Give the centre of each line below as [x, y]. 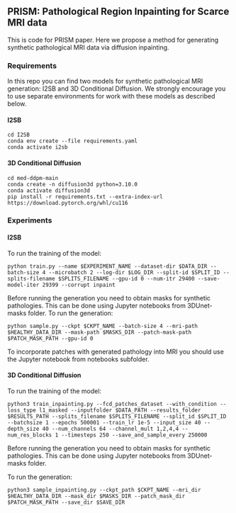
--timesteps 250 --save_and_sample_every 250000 [134, 435]
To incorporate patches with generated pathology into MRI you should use [116, 351]
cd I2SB [19, 135]
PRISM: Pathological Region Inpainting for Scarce [118, 12]
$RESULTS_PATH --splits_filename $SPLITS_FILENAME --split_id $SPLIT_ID [117, 416]
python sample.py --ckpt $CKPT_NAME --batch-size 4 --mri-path [103, 326]
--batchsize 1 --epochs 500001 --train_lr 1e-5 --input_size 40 [104, 422]
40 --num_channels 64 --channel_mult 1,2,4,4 [111, 429]
